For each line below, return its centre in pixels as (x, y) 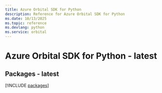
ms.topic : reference (26, 23)
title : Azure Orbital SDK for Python (43, 9)
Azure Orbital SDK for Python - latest (81, 56)
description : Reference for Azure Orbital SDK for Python (65, 14)
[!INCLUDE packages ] (27, 85)
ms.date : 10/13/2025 (26, 18)
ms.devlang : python (25, 28)
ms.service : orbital (26, 32)
